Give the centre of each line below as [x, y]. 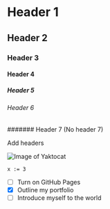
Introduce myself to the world [59, 198]
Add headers [26, 143]
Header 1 [33, 12]
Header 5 [21, 90]
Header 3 [23, 58]
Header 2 [28, 38]
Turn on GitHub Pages [49, 182]
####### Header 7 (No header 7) [55, 129]
